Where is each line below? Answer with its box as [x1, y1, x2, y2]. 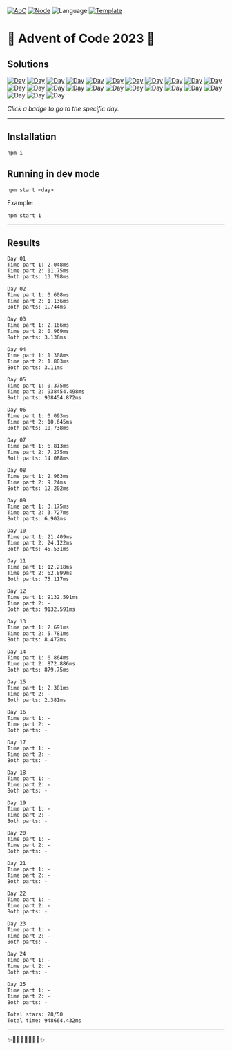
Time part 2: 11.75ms [7, 267, 70, 274]
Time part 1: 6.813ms [7, 443, 70, 450]
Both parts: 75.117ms [7, 576, 70, 583]
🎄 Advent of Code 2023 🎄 [7, 31, 155, 46]
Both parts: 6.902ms [7, 515, 67, 522]
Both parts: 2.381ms [7, 697, 67, 704]
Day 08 [7, 467, 26, 474]
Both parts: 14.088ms [7, 455, 70, 462]
